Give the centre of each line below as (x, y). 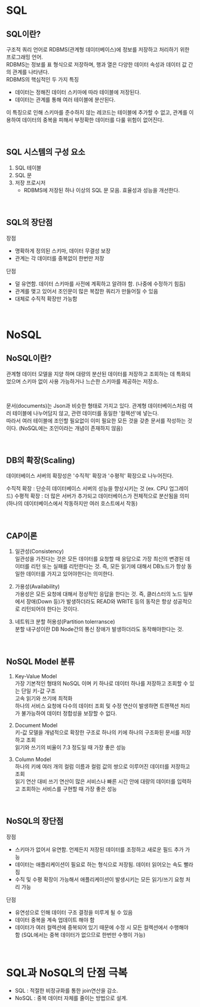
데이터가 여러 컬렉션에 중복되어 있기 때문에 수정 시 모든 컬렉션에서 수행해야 (102, 927)
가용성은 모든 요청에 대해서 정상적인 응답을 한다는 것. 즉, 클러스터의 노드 (98, 594)
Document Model (36, 726)
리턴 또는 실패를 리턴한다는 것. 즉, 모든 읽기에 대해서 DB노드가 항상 (108, 566)
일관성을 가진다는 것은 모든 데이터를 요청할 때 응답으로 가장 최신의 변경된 (99, 559)
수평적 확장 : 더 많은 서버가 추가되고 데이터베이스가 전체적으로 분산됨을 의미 (102, 496)
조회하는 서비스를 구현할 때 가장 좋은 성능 (69, 789)
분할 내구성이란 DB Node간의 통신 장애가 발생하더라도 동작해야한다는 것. (99, 629)
